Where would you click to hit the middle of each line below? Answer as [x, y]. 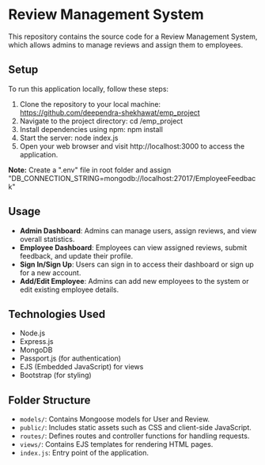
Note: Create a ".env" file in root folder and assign [90, 170]
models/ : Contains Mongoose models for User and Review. [115, 419]
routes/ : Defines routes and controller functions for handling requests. [134, 436]
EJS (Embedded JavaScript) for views [81, 367]
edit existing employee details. [69, 289]
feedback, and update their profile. [76, 255]
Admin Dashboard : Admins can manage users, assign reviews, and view [138, 230]
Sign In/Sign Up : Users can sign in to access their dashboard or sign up [137, 264]
